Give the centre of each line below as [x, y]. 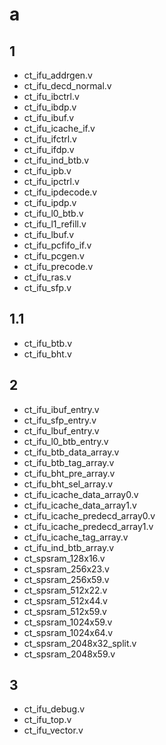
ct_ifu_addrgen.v [58, 75]
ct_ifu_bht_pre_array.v [69, 473]
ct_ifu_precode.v [58, 266]
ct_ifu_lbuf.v [48, 234]
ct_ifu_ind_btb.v [56, 160]
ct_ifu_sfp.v [47, 287]
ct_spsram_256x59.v [66, 579]
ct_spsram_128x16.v [64, 558]
